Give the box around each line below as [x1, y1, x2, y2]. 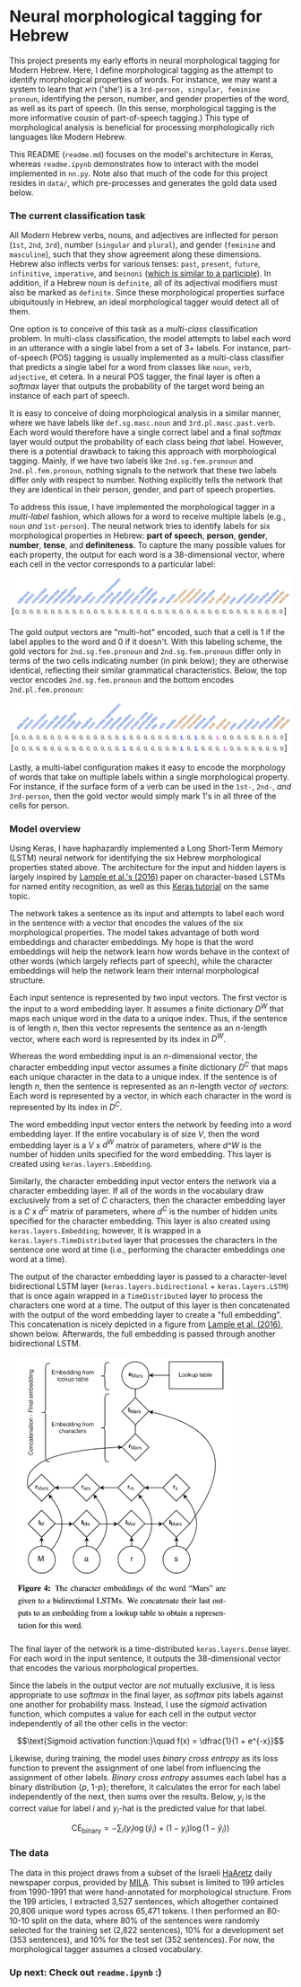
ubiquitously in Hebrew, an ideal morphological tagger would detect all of [9, 296, 279, 307]
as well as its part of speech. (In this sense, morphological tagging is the [9, 102, 277, 113]
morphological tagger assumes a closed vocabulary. [9, 1943, 203, 1955]
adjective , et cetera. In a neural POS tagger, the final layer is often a [9, 371, 262, 383]
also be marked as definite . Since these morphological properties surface [9, 287, 285, 298]
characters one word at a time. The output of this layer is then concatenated [9, 1300, 290, 1311]
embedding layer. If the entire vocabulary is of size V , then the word [9, 1128, 260, 1139]
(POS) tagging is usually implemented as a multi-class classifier [49, 352, 285, 363]
